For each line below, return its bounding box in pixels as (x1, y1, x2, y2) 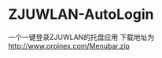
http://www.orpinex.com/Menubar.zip (8, 41, 130, 50)
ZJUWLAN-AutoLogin (8, 5, 154, 24)
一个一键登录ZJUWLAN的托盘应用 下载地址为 (8, 32, 155, 42)
